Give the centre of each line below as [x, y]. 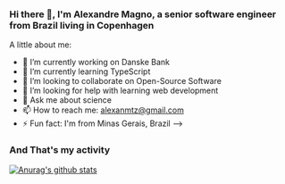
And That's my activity [59, 150]
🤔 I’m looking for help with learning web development [120, 91]
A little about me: [41, 45]
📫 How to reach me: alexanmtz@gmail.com [103, 110]
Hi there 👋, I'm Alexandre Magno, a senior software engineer [143, 14]
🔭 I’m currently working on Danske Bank [96, 63]
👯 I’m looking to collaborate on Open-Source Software [122, 81]
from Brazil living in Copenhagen [82, 25]
